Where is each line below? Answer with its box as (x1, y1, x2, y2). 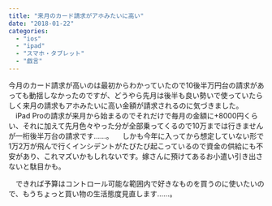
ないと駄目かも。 (8, 161, 66, 171)
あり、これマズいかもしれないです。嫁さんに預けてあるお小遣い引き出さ (22, 151, 264, 161)
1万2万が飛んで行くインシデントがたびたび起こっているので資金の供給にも (8, 141, 257, 151)
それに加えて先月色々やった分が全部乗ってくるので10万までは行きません (22, 121, 264, 131)
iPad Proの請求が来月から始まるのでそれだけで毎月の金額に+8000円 (15, 110, 244, 120)
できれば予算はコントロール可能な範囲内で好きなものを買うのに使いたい (15, 178, 257, 188)
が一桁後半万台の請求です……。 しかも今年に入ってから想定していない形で (8, 131, 265, 140)
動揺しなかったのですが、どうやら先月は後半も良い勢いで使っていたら (28, 90, 264, 100)
